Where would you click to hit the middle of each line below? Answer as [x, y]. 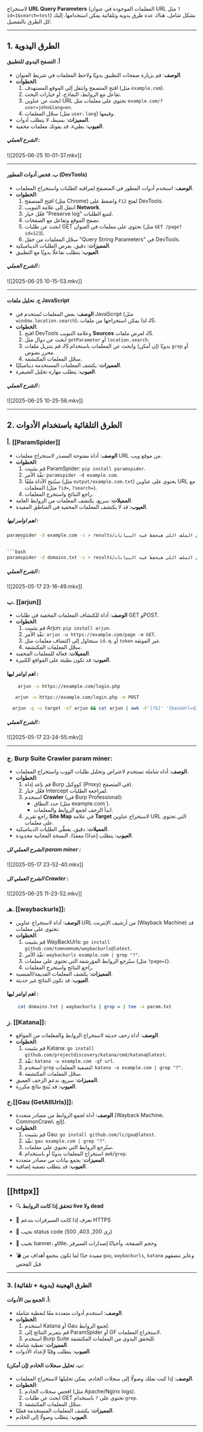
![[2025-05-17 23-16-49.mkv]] [45, 586]
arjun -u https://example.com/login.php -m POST [77, 698]
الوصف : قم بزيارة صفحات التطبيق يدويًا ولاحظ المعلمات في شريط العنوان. [98, 75]
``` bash [17, 552]
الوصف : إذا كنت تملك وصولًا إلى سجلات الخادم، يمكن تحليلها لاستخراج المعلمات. [105, 1379]
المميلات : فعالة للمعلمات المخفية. [53, 654]
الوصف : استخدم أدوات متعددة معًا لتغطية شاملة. [69, 1313]
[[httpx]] [23, 1191]
